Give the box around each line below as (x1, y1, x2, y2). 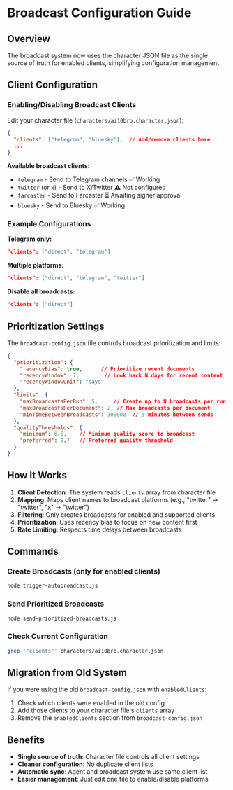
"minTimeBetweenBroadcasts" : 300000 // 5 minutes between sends (20, 411, 214, 418)
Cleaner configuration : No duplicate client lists (17, 760, 153, 768)
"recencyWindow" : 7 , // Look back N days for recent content (20, 372, 223, 379)
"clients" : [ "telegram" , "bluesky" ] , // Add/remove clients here (13, 136, 211, 143)
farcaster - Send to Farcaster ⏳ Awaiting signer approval (17, 191, 182, 200)
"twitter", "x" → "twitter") (17, 503, 89, 511)
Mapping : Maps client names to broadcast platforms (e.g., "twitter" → (17, 495, 218, 504)
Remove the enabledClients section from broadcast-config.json (17, 714, 203, 722)
